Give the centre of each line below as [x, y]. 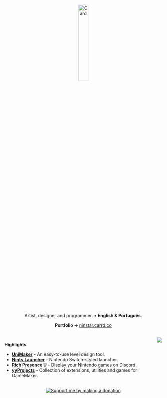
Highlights [16, 344]
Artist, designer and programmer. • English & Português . [83, 316]
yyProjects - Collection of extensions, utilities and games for [75, 370]
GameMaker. [25, 375]
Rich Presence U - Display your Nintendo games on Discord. [74, 365]
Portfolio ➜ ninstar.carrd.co [83, 325]
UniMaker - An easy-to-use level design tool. [58, 354]
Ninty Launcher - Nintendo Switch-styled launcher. [65, 359]
